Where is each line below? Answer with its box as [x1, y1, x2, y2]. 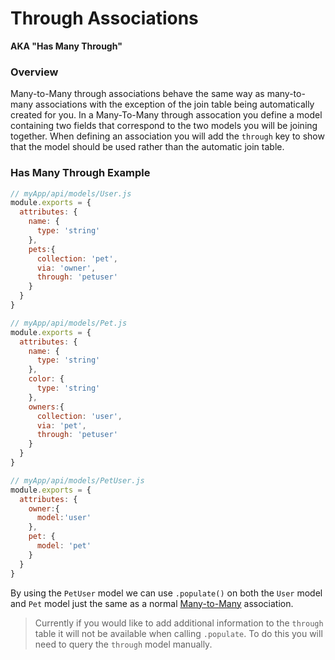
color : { [28, 374, 65, 384]
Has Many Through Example [10, 166, 151, 180]
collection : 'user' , [36, 411, 123, 421]
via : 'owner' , [36, 263, 97, 273]
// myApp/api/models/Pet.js [10, 318, 128, 328]
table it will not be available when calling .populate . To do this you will [34, 627, 323, 639]
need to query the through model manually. [34, 638, 213, 650]
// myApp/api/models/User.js [10, 188, 132, 199]
